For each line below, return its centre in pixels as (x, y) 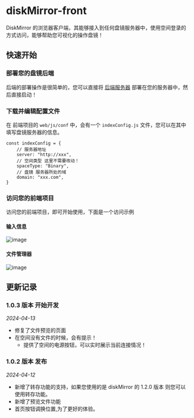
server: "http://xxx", (44, 154)
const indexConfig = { (34, 143)
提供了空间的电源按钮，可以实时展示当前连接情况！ (85, 345)
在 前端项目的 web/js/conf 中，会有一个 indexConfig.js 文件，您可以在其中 (96, 125)
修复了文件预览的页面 (40, 330)
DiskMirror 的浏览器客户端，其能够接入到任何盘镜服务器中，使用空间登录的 (96, 27)
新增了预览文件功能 (38, 401)
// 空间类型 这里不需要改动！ (48, 161)
